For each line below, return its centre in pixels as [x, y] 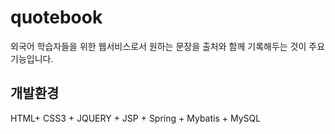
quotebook [56, 17]
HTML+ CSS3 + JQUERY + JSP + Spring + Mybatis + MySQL [136, 118]
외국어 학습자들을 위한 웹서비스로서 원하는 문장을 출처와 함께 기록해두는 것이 [158, 46]
